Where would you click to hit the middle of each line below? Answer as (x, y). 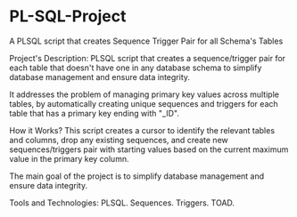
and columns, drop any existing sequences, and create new (119, 140)
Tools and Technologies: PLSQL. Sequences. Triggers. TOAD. (122, 203)
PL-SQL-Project (68, 16)
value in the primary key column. (69, 158)
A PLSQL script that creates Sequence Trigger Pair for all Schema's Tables (146, 41)
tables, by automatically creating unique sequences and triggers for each (144, 103)
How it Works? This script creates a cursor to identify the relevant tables (142, 130)
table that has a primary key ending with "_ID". (95, 113)
